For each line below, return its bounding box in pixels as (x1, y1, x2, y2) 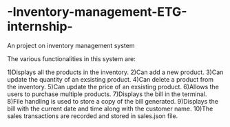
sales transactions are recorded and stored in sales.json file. (7, 111, 178, 120)
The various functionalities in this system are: (7, 54, 136, 62)
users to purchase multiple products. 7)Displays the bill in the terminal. (7, 90, 207, 98)
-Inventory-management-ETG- (7, 4, 187, 20)
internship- (7, 19, 74, 34)
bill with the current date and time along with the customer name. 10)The (7, 104, 213, 113)
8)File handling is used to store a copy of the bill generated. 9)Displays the (7, 97, 219, 105)
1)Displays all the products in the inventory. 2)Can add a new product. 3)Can (7, 68, 224, 76)
